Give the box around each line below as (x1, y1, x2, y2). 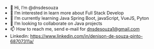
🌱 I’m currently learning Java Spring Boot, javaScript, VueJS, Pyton (10, 15, 149, 21)
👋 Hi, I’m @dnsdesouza (10, 5, 59, 10)
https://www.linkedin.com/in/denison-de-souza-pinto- (30, 33, 143, 39)
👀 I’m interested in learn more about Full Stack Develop (10, 10, 124, 16)
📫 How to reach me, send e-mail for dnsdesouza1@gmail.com (10, 26, 140, 32)
